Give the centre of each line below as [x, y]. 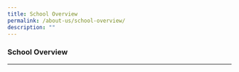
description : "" [31, 27]
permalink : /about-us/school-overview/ [67, 21]
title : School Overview [43, 14]
